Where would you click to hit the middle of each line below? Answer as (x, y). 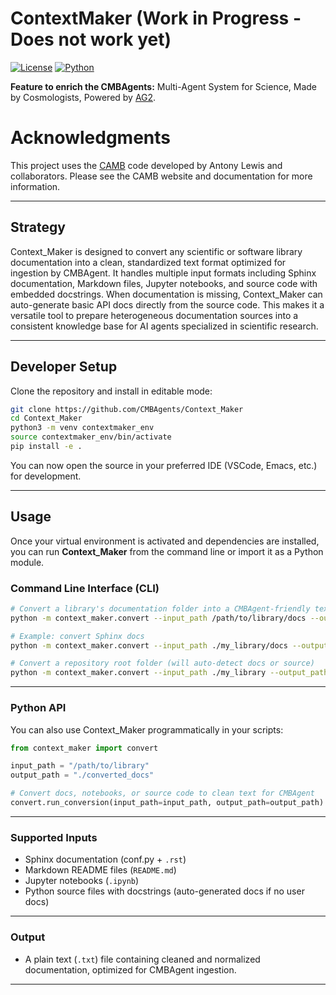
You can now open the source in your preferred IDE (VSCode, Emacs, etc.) (164, 465)
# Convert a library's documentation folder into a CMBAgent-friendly (160, 608)
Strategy (38, 227)
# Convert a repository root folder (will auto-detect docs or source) (162, 663)
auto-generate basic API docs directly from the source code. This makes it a (167, 304)
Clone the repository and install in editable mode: (111, 391)
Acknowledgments (91, 138)
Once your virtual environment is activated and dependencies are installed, (165, 541)
